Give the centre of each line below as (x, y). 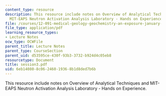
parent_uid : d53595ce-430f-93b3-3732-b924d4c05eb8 (58, 55)
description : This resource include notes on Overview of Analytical (78, 14)
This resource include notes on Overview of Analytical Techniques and (77, 83)
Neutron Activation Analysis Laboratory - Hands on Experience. (82, 88)
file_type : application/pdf (34, 28)
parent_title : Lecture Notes (35, 46)
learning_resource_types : (32, 32)
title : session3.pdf (26, 64)
